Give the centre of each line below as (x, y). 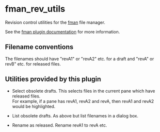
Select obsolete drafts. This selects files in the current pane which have (83, 91)
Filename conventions (39, 47)
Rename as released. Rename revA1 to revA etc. (60, 125)
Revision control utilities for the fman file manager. (55, 22)
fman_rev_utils (35, 9)
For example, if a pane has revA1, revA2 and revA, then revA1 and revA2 (83, 101)
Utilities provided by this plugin (53, 79)
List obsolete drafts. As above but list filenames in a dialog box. (75, 115)
